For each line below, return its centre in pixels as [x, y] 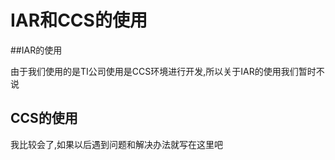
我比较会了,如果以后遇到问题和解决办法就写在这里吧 [117, 144]
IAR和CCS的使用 [79, 20]
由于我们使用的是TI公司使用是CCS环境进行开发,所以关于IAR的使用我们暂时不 [167, 71]
